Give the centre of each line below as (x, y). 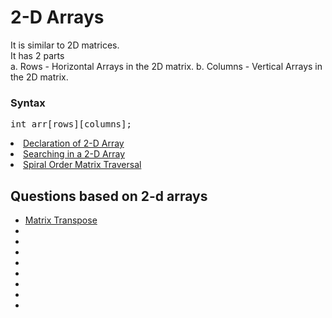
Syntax (28, 103)
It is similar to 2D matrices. (65, 45)
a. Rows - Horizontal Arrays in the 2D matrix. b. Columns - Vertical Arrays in (166, 66)
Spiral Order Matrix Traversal (82, 165)
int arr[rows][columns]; (71, 124)
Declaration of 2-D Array (74, 143)
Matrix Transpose (61, 220)
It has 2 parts (37, 55)
